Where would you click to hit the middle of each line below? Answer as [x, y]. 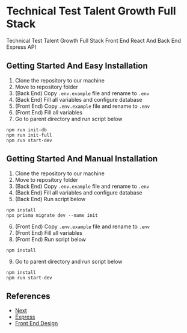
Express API [21, 47]
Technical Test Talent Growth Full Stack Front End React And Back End [94, 40]
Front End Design [36, 323]
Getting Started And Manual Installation [82, 159]
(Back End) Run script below [50, 199]
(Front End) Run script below [50, 239]
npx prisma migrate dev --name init [52, 215]
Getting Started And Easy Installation [77, 66]
